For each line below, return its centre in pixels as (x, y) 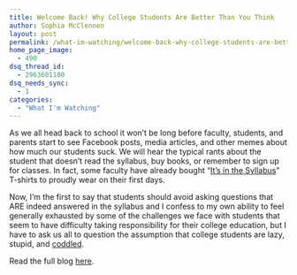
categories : (31, 99)
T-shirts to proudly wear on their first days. (87, 180)
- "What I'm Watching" (59, 108)
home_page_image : (41, 50)
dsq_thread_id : (37, 67)
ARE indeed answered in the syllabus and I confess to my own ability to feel (147, 206)
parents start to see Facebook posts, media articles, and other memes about (148, 142)
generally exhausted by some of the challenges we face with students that (145, 216)
